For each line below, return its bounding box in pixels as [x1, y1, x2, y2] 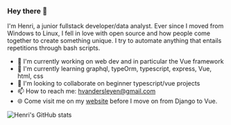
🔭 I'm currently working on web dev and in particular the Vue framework [17, 57, 224, 66]
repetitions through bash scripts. [7, 44, 101, 52]
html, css [17, 72, 44, 80]
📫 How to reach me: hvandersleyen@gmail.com [17, 87, 156, 95]
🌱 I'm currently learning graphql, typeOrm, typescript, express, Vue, [17, 65, 212, 73]
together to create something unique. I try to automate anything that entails [7, 37, 222, 45]
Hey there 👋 [7, 6, 47, 16]
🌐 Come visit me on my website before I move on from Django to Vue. [17, 97, 218, 106]
